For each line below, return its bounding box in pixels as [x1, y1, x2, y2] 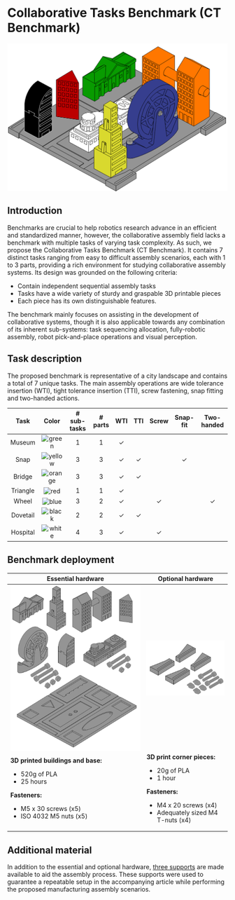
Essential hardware [46, 575, 105, 583]
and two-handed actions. [7, 394, 80, 402]
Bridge [13, 472, 33, 481]
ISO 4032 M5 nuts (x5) [20, 812, 88, 821]
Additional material [7, 844, 92, 856]
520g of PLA [20, 770, 58, 779]
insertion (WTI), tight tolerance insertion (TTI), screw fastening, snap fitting [7, 386, 224, 395]
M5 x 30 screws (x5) [20, 805, 82, 813]
